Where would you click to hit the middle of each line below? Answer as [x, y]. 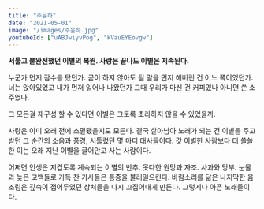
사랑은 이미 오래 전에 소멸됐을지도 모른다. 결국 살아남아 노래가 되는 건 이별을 [125, 131]
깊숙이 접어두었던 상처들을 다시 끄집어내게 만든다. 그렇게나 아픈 [126, 187]
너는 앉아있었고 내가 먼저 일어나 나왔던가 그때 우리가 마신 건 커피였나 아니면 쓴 [128, 88]
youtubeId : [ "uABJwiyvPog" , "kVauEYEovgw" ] [81, 37]
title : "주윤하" [32, 15]
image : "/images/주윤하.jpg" [54, 30]
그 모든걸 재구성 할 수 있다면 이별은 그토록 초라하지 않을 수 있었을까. [112, 114]
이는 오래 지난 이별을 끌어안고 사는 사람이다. [84, 151]
